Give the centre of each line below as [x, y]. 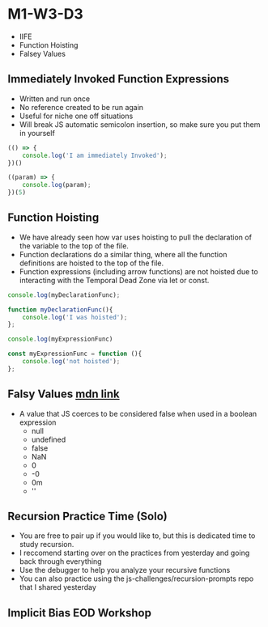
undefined [49, 439]
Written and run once [55, 99]
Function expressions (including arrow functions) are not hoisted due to [138, 271]
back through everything [60, 561]
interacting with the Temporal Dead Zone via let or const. [114, 280]
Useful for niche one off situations [76, 116]
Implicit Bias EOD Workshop [79, 613]
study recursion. [47, 544]
